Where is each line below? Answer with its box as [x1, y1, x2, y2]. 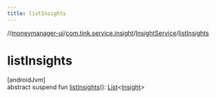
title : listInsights [7, 10, 67, 17]
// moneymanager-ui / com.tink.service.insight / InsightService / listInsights [7, 29, 209, 37]
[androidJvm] [7, 75, 46, 84]
